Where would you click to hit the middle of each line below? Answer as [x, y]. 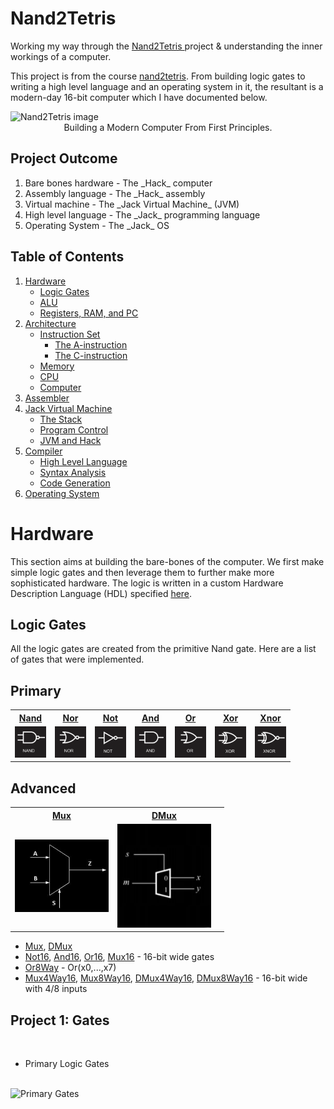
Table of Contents [67, 257]
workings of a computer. [61, 56]
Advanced [43, 788]
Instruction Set [70, 334]
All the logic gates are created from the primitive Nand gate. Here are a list [163, 649]
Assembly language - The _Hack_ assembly [115, 193]
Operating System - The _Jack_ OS [97, 225]
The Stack [61, 419]
